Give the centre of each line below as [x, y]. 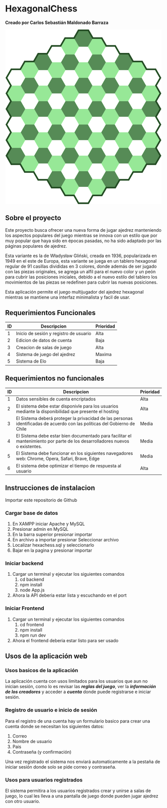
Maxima [103, 354]
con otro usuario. [23, 801]
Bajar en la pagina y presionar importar [52, 550]
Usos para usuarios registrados [44, 780]
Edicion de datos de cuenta [44, 341]
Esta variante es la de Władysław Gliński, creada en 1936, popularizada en [81, 256]
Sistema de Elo [31, 361]
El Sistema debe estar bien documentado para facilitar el [74, 436]
